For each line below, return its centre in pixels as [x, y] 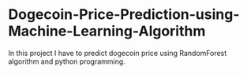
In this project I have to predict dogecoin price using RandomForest [118, 53]
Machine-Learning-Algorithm [107, 31]
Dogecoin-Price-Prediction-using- [124, 15]
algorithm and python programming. [67, 61]
